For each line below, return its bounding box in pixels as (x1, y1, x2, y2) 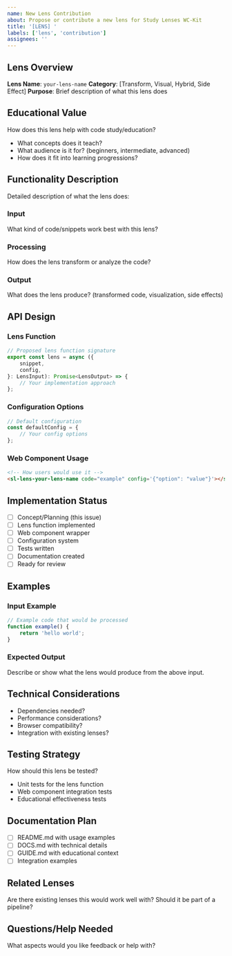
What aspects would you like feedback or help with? (7, 941, 156, 950)
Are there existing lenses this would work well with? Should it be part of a (7, 896, 216, 904)
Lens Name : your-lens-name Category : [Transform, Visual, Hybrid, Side (7, 79, 211, 88)
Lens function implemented (17, 521, 95, 529)
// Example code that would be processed (7, 617, 128, 624)
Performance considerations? (17, 713, 101, 722)
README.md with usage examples (17, 834, 115, 842)
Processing (7, 242, 46, 252)
